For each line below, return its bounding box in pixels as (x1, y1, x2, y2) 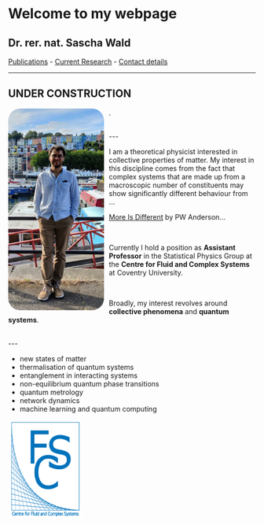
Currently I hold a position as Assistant (108, 242, 236, 252)
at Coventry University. (108, 268, 183, 277)
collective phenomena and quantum (108, 306, 229, 316)
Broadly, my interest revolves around (108, 298, 228, 308)
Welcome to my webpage (8, 5, 178, 23)
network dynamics (19, 395, 80, 405)
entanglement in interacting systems (19, 371, 138, 380)
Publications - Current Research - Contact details (8, 57, 168, 66)
